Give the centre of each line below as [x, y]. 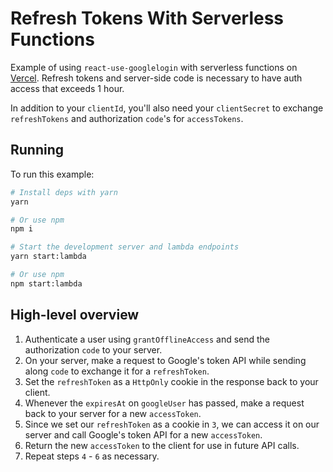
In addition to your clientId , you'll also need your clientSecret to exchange [167, 108]
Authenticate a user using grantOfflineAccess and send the [147, 339]
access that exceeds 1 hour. [67, 88]
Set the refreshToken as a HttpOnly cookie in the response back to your [171, 381]
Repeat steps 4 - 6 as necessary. [92, 456]
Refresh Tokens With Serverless [147, 18]
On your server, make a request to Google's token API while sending [165, 360]
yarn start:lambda [48, 257]
